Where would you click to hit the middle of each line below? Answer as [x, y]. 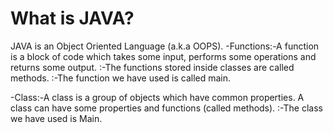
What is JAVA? [72, 18]
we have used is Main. [56, 118]
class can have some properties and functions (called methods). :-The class [166, 108]
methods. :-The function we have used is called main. [121, 78]
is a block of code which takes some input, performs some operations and [163, 56]
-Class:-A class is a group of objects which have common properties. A [157, 97]
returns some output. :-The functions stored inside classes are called [152, 67]
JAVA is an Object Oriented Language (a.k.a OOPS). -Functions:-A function [165, 46]
